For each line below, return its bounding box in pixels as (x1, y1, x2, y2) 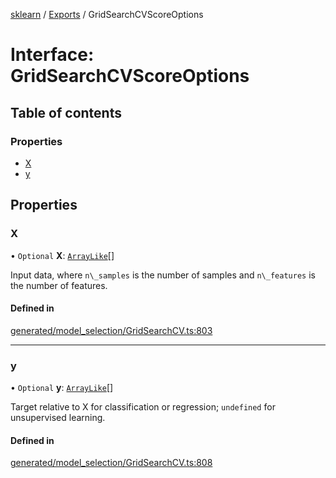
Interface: (10, 44, 95, 66)
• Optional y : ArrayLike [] (10, 382, 114, 394)
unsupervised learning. (10, 412, 106, 424)
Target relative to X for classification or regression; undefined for (10, 401, 276, 413)
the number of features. (10, 279, 108, 291)
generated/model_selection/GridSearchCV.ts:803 (10, 324, 213, 336)
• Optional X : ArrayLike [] (10, 249, 115, 261)
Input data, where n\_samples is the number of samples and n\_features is (10, 269, 316, 281)
